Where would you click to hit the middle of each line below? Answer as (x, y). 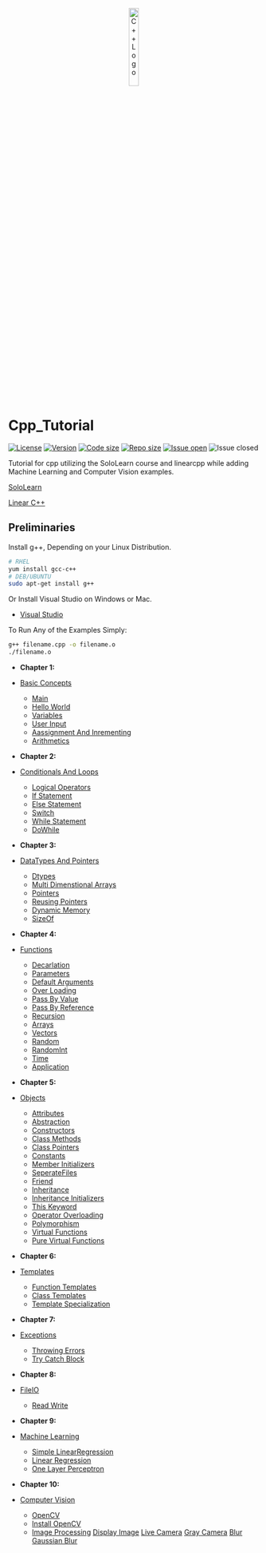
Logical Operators (61, 787)
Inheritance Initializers (68, 1198)
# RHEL (19, 562)
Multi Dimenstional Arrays (74, 884)
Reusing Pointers (59, 902)
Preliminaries (42, 528)
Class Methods (56, 1139)
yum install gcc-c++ (43, 569)
